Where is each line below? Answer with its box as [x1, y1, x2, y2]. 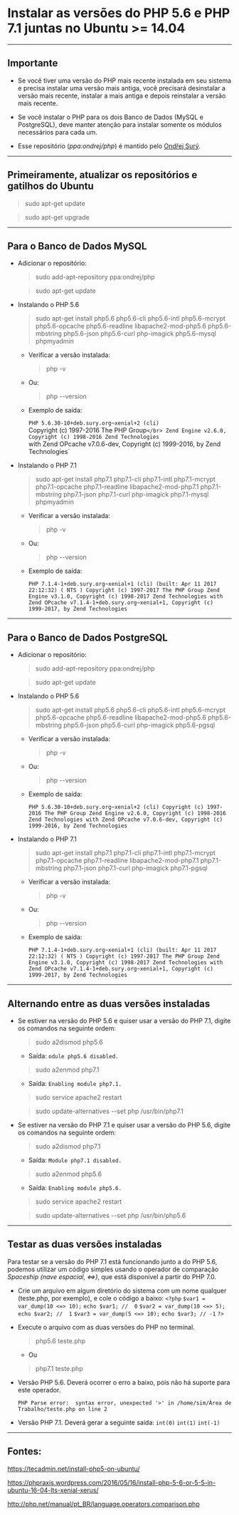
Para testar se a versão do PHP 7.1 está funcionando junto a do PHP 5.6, [7, 1257, 218, 1266]
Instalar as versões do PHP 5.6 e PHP [7, 5, 230, 21]
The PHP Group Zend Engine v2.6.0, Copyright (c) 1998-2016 [44, 810, 226, 817]
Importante [7, 57, 58, 69]
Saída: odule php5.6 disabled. [28, 1052, 119, 1060]
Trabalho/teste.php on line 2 [17, 1405, 108, 1412]
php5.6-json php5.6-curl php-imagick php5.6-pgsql [63, 721, 216, 730]
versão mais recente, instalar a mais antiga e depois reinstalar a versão [17, 91, 226, 100]
